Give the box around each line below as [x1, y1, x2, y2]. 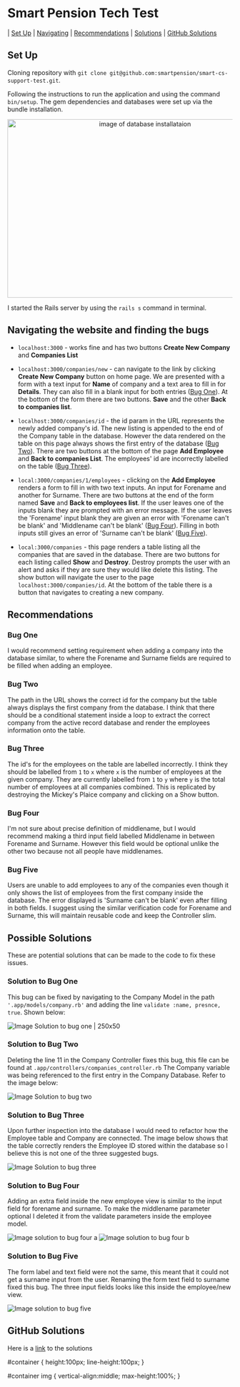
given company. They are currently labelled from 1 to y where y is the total [7, 775, 226, 783]
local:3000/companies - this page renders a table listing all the [17, 543, 201, 551]
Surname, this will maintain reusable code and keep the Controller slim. [7, 912, 216, 920]
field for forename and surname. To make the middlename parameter [7, 1204, 211, 1213]
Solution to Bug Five [7, 1251, 79, 1261]
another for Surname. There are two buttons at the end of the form [17, 490, 214, 499]
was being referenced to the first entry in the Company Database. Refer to [7, 1071, 226, 1079]
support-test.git [7, 77, 59, 84]
